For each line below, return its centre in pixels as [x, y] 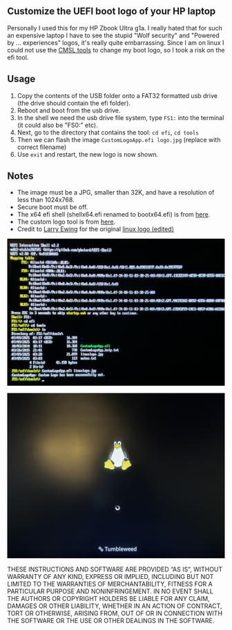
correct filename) [42, 147]
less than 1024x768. [46, 200]
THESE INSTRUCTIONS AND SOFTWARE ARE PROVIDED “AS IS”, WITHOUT [115, 569]
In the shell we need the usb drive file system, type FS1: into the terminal [120, 117]
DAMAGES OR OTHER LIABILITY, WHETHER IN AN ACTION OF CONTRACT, [115, 606]
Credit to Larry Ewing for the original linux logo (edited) [96, 229]
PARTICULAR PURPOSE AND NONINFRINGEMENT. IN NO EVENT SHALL [110, 591]
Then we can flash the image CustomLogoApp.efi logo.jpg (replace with [119, 139]
